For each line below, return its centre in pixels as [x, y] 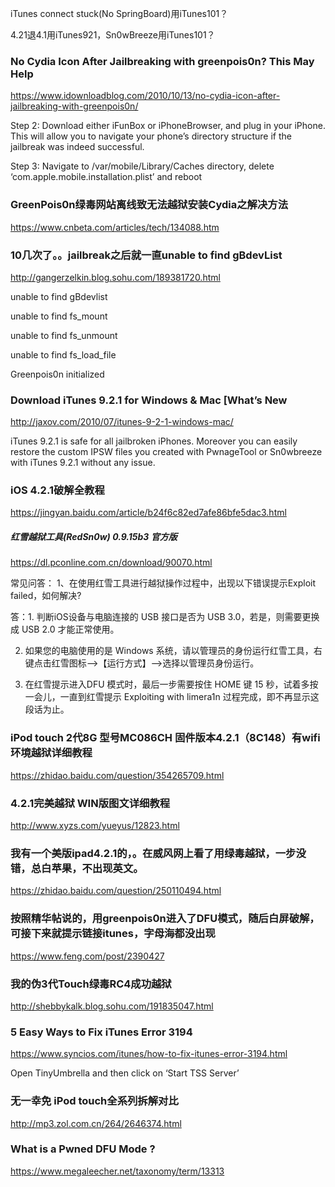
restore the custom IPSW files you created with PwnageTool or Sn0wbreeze [166, 452]
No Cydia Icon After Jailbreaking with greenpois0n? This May [162, 61]
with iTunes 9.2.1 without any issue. [83, 463]
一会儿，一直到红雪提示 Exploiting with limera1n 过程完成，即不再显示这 [172, 697]
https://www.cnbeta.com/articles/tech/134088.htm [115, 227]
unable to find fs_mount [59, 316]
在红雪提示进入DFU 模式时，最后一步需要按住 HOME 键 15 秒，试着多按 [171, 684]
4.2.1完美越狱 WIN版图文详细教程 [90, 803]
